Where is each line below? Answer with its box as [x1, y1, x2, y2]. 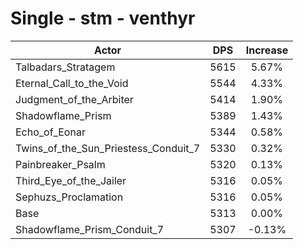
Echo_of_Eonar [15, 125, 86, 139]
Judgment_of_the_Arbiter [15, 92, 134, 106]
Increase [245, 43, 289, 57]
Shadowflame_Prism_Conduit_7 [15, 222, 165, 236]
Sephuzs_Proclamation [15, 190, 124, 204]
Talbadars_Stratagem [15, 60, 116, 74]
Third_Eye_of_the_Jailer [15, 173, 127, 187]
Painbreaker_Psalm [15, 157, 106, 171]
